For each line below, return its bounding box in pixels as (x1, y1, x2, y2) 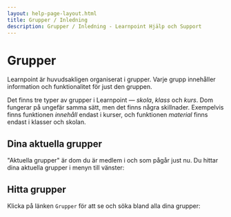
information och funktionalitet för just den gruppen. (7, 83, 153, 91)
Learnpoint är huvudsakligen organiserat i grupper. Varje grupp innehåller (7, 75, 216, 83)
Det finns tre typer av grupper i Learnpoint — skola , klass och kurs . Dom (7, 96, 214, 104)
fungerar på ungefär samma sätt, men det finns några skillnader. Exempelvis (7, 103, 224, 112)
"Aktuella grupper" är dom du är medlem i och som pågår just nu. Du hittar (7, 156, 219, 165)
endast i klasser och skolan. (7, 118, 86, 126)
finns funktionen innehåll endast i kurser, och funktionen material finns (7, 111, 208, 119)
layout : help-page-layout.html (7, 10, 97, 17)
